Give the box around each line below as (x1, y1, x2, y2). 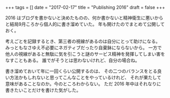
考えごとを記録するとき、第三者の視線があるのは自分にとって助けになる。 (5, 38, 160, 44)
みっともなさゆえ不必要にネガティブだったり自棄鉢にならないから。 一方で (5, 45, 162, 50)
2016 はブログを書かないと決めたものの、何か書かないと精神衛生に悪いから (5, 15, 163, 21)
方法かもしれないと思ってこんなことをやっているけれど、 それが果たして (9, 75, 161, 80)
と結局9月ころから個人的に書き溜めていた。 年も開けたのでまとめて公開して (5, 21, 165, 27)
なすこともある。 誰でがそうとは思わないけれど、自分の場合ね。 (5, 57, 140, 63)
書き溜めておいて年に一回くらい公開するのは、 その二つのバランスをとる (5, 68, 157, 74)
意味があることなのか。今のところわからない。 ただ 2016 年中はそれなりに (5, 81, 161, 87)
